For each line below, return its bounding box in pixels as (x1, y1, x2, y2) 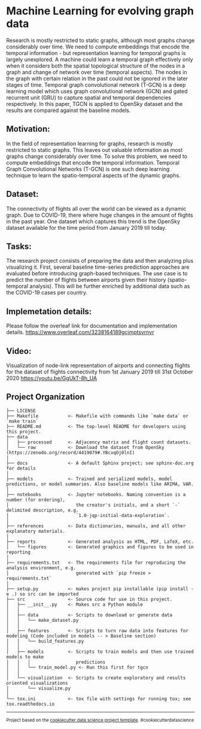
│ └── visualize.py (6, 685, 71, 691)
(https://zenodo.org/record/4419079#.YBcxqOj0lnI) (6, 449, 135, 455)
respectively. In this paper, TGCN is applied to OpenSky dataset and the (6, 100, 183, 107)
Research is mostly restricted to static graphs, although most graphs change (6, 37, 195, 44)
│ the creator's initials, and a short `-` (6, 502, 181, 508)
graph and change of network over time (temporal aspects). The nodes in (6, 68, 187, 75)
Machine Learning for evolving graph (6, 4, 194, 18)
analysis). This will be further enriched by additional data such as (29, 283, 190, 290)
